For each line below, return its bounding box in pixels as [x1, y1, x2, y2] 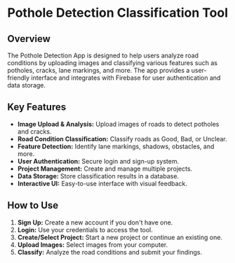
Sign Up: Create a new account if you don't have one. [17, 218, 173, 227]
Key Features [7, 101, 67, 113]
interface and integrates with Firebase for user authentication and [31, 73, 221, 82]
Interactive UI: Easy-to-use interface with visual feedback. [17, 179, 188, 187]
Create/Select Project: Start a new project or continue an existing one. [17, 233, 223, 241]
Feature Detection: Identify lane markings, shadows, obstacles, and [17, 142, 215, 150]
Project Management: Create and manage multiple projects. [17, 164, 193, 173]
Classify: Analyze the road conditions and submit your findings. [17, 248, 203, 256]
